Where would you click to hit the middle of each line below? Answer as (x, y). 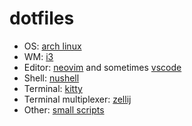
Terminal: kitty (53, 88)
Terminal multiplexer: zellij (77, 99)
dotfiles (42, 18)
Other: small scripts (64, 109)
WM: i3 (38, 56)
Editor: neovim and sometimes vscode (102, 67)
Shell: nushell (51, 78)
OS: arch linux (52, 46)
